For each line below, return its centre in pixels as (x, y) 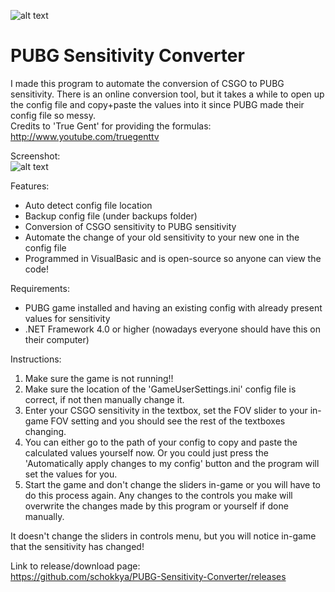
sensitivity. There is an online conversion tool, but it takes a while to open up (167, 94)
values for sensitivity (67, 318)
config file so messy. (53, 115)
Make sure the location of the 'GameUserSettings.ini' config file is (160, 389)
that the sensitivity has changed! (77, 546)
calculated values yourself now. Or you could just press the (146, 452)
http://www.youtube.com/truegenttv (85, 136)
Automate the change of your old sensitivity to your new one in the (162, 237)
